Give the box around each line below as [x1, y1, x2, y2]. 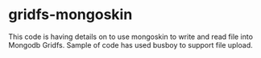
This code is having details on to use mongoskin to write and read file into [8, 32, 254, 41]
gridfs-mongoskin [8, 6, 133, 24]
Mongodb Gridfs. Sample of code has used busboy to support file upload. [8, 40, 254, 49]
